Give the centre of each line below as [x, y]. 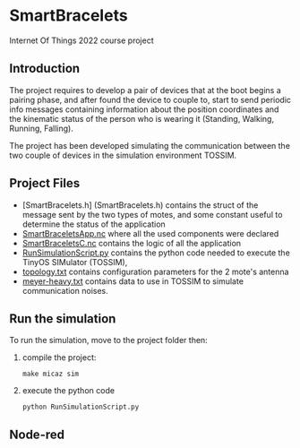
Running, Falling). [42, 128]
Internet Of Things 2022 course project [81, 40]
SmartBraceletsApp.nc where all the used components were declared [150, 233]
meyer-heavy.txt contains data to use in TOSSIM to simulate [133, 281]
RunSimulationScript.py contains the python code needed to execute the [156, 253]
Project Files [45, 183]
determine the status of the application [94, 224]
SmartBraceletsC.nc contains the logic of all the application [132, 243]
